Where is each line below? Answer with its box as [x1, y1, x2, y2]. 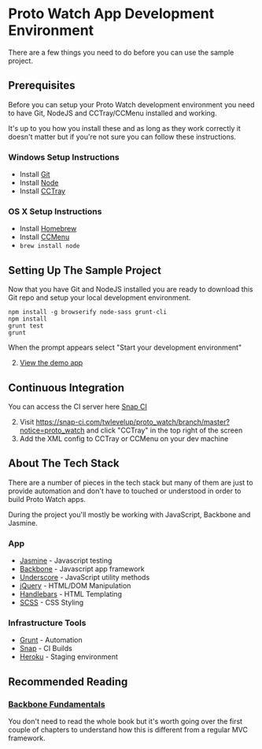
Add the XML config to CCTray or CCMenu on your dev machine [19, 433, 229, 443]
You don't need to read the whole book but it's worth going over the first [8, 717, 242, 726]
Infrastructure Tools [8, 617, 87, 628]
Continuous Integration [8, 380, 124, 395]
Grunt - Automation [19, 635, 83, 645]
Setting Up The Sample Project [8, 264, 161, 277]
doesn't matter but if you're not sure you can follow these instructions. [8, 132, 237, 141]
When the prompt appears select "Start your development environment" [8, 343, 242, 352]
